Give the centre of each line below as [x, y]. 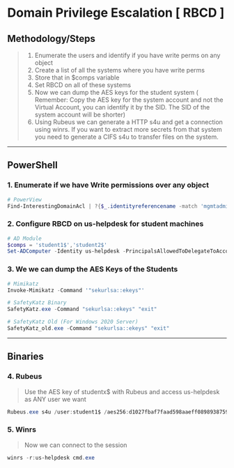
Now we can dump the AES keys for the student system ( [116, 92]
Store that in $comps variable [77, 77]
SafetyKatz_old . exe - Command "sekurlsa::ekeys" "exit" [88, 329]
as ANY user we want [55, 399]
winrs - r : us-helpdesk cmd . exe [51, 458]
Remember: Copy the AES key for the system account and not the [129, 100]
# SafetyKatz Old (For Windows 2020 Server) [73, 322]
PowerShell [32, 165]
